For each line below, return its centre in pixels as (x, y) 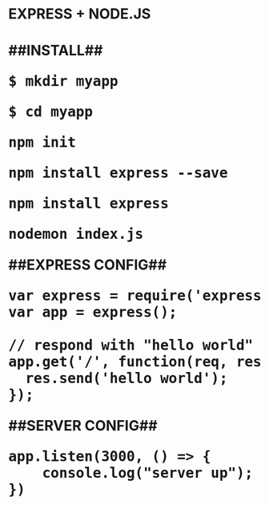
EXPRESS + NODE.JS (80, 14)
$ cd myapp (51, 112)
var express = (63, 296)
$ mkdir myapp (63, 82)
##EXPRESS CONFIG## (88, 265)
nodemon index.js (76, 234)
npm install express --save (118, 173)
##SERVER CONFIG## (83, 426)
